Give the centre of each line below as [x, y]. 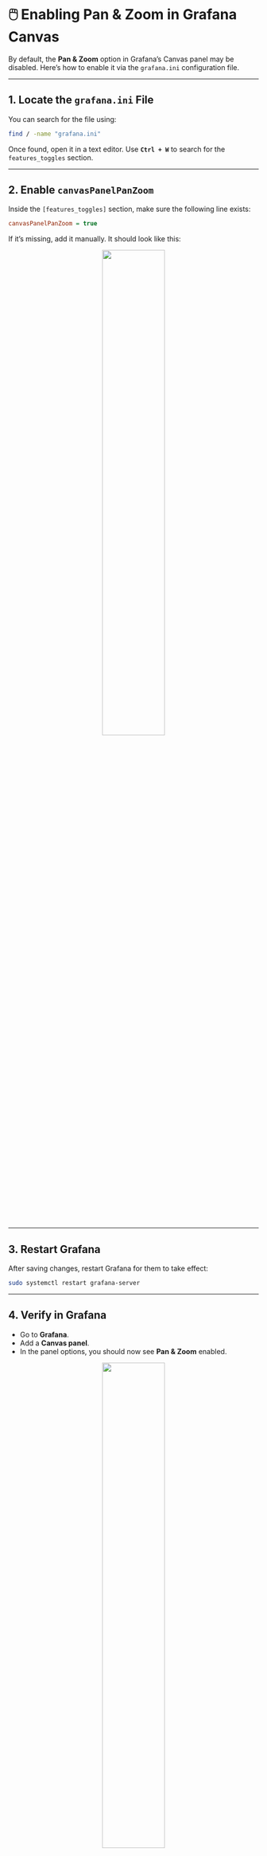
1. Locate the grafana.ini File [81, 100]
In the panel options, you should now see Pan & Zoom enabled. [123, 1351]
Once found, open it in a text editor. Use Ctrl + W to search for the [117, 149]
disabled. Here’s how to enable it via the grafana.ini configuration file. [124, 67]
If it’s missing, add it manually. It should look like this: [95, 239]
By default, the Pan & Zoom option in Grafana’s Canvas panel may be [121, 59]
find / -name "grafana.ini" [55, 134]
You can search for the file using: [62, 119]
